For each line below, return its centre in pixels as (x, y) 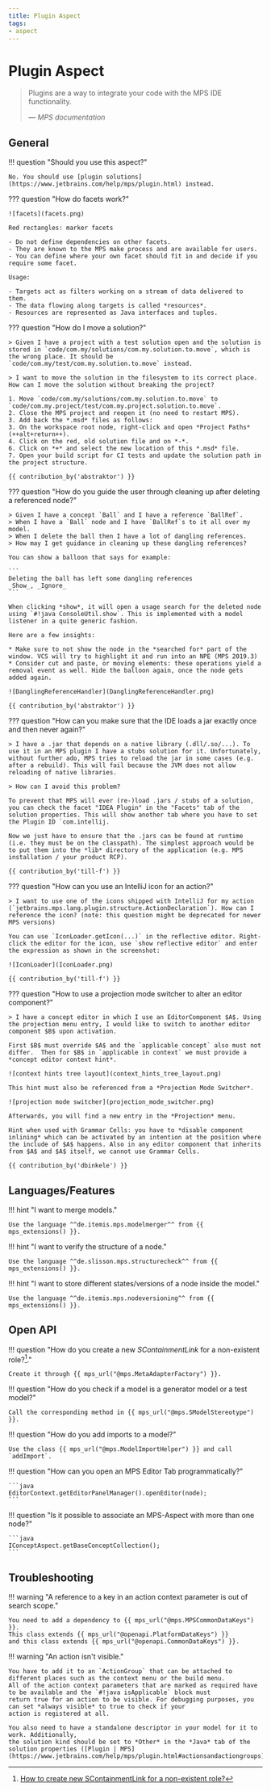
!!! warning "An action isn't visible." (66, 1657)
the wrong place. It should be (61, 357)
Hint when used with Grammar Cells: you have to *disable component (126, 1130)
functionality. (50, 102)
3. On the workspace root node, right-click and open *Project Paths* (129, 428)
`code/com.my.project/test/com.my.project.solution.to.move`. (115, 406)
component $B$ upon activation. (63, 1032)
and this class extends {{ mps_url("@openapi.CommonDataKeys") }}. (124, 1642)
